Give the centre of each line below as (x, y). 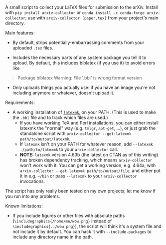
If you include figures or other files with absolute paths (69, 215)
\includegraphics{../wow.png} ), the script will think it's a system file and (87, 226)
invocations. (32, 181)
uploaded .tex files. (33, 48)
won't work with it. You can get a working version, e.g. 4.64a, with (88, 165)
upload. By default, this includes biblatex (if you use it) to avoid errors (84, 63)
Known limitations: (24, 206)
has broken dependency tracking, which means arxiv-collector (86, 160)
